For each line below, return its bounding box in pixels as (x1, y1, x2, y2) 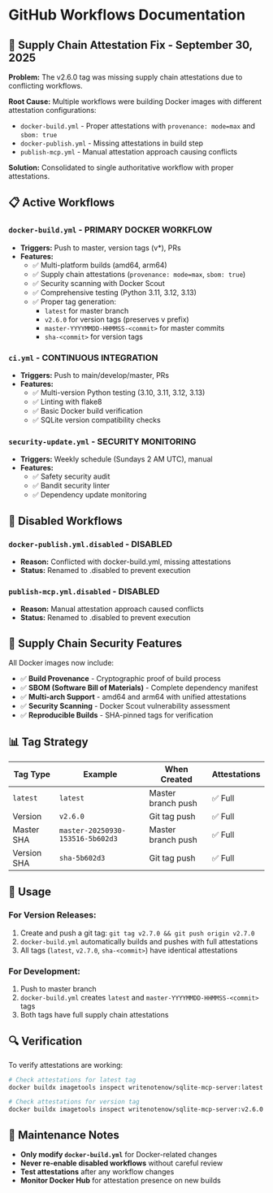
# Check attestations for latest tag (8, 1075, 136, 1084)
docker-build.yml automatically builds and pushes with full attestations (19, 936, 258, 946)
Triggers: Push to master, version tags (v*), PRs (19, 242, 181, 253)
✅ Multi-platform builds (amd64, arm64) (32, 260, 168, 270)
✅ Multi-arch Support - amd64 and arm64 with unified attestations (19, 692, 247, 702)
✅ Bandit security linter (32, 481, 110, 491)
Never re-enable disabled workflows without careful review (19, 1158, 223, 1168)
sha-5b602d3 (59, 853, 106, 862)
